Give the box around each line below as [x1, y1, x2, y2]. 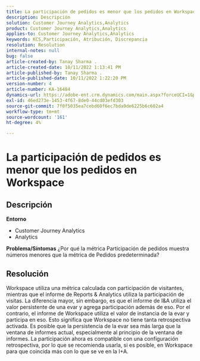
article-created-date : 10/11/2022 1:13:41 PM [6, 64, 121, 70]
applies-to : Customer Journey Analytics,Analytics [6, 31, 135, 37]
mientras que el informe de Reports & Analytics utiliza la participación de [6, 291, 185, 298]
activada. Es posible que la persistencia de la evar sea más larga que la [6, 322, 181, 329]
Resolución [6, 269, 49, 279]
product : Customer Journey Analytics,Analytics [6, 25, 127, 32]
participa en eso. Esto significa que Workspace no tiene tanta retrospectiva [6, 316, 191, 323]
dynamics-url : [6, 92, 42, 98]
